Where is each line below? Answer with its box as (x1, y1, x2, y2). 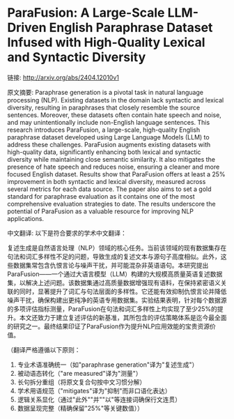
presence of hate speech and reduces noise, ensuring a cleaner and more (7, 162, 220, 171)
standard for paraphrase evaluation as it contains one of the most (7, 192, 195, 200)
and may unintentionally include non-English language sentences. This (7, 118, 210, 126)
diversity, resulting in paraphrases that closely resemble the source (7, 103, 201, 112)
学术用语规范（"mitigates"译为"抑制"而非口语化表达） (17, 386, 171, 395)
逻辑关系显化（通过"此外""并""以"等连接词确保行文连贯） (17, 395, 181, 404)
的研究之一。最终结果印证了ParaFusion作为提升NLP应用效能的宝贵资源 (7, 322, 210, 330)
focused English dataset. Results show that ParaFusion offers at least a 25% (7, 169, 226, 178)
